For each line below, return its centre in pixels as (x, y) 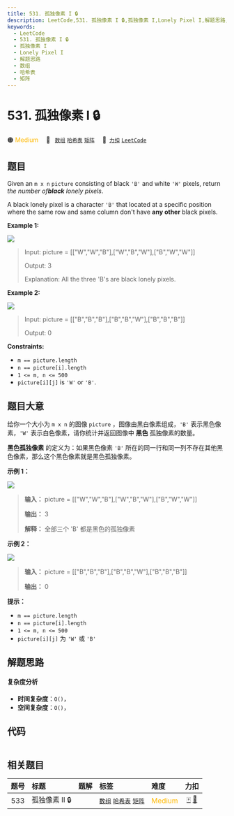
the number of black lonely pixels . (55, 191)
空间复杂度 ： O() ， (44, 707)
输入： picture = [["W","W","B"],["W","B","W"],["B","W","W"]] (110, 499)
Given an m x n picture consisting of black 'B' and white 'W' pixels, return (114, 184)
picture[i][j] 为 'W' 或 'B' (56, 638)
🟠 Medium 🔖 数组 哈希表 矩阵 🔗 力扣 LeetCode (77, 140)
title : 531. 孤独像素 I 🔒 (43, 14)
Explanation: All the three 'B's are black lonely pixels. (100, 279)
